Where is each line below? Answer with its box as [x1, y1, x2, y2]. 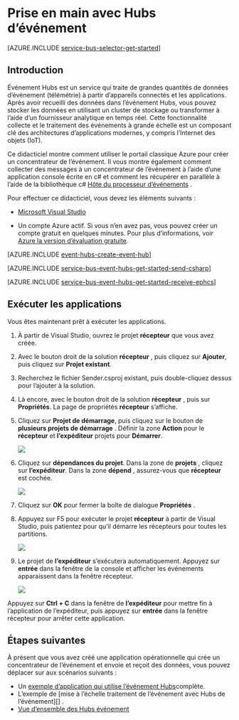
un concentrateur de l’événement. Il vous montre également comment [7, 157, 212, 166]
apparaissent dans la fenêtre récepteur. [17, 571, 134, 580]
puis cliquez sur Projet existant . [17, 360, 112, 368]
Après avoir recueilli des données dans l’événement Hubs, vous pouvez [7, 98, 217, 107]
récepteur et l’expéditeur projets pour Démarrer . [17, 431, 163, 440]
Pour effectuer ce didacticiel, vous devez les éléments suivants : [7, 193, 196, 202]
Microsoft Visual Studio [17, 208, 87, 216]
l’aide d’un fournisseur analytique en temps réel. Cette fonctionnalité [7, 113, 208, 122]
